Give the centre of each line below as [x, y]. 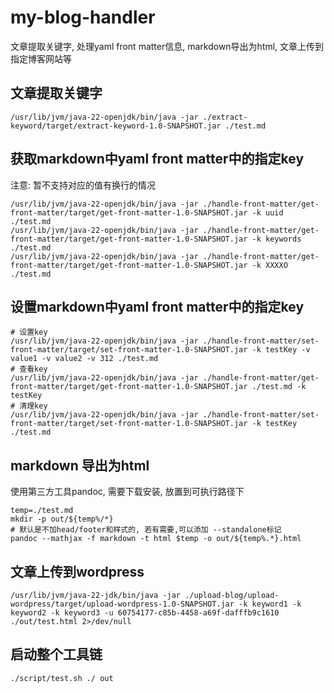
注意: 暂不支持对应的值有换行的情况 [83, 185]
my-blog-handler [83, 17]
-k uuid [267, 212]
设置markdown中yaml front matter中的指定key [157, 306]
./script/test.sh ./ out [62, 678]
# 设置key [29, 332]
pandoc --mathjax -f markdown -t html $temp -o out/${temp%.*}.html [156, 539]
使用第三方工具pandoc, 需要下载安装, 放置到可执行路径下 [127, 492]
